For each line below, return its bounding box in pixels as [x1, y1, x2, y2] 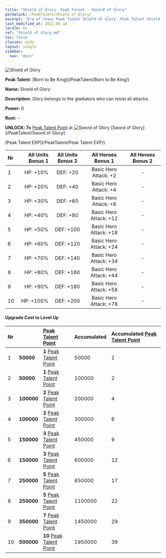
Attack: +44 [90, 272, 118, 279]
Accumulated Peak [111, 330, 157, 337]
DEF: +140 [55, 255, 80, 262]
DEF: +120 [55, 240, 80, 247]
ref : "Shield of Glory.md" [5, 30, 61, 35]
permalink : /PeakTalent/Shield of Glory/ [5, 12, 92, 17]
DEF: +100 [55, 226, 80, 233]
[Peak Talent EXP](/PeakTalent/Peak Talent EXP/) [5, 139, 105, 145]
